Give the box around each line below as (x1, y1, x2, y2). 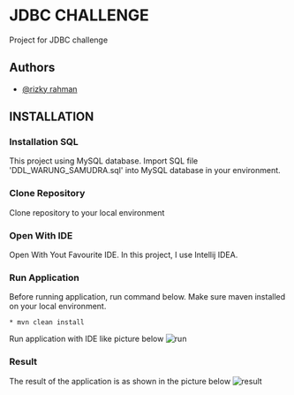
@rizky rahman (21, 83, 78, 94)
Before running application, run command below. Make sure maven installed (9, 292, 286, 302)
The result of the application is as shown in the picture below (9, 376, 231, 386)
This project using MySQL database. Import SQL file (9, 156, 199, 166)
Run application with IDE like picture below (9, 333, 164, 345)
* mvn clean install (9, 318, 86, 327)
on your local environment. (9, 301, 107, 312)
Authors (9, 60, 56, 75)
